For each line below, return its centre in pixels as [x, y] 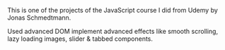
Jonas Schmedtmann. [39, 18]
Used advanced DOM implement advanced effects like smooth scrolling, [112, 31]
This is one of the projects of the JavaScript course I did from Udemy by [112, 10]
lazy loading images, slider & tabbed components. [80, 39]
